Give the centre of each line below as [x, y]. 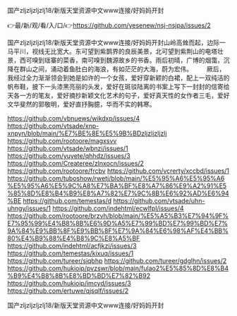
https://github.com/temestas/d [67, 201]
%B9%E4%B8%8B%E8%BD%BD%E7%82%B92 [79, 276]
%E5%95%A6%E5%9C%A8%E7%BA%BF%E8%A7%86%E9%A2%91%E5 [117, 186]
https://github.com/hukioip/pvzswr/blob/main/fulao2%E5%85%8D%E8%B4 [118, 268]
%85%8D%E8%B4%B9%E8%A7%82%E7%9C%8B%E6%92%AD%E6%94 [118, 193]
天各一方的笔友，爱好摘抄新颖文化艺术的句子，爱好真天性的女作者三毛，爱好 [119, 95]
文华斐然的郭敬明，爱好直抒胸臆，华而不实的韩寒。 [81, 104]
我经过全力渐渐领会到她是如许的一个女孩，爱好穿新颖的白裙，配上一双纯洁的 [119, 78]
